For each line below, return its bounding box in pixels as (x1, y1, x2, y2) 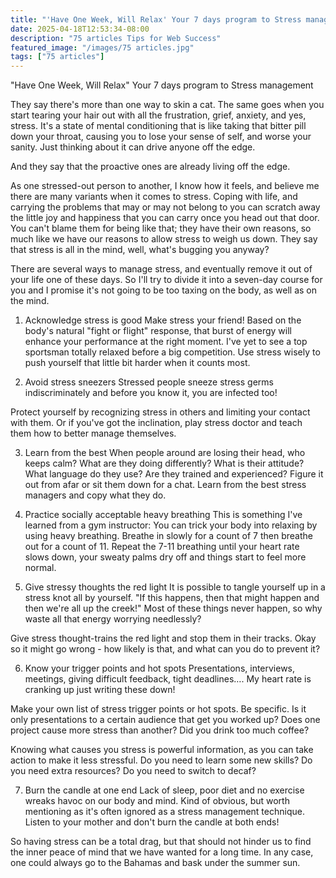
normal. (24, 562, 57, 574)
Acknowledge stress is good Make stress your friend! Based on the (24, 314, 302, 326)
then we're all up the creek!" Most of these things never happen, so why (24, 602, 323, 615)
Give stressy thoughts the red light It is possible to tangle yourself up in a (24, 581, 326, 593)
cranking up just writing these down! (24, 684, 176, 696)
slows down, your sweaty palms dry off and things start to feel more (24, 551, 307, 563)
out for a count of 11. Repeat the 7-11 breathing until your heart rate (24, 541, 300, 553)
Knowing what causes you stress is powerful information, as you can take (10, 744, 314, 756)
